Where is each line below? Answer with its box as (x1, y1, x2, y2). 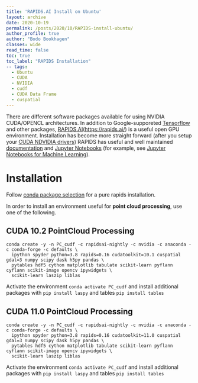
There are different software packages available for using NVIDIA (6, 113, 165, 120)
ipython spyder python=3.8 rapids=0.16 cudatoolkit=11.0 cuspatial (11, 333, 181, 339)
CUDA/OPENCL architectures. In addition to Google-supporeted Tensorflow (6, 119, 190, 126)
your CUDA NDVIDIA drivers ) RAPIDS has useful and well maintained (6, 138, 173, 145)
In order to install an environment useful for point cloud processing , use (6, 202, 182, 210)
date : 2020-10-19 (6, 20, 49, 25)
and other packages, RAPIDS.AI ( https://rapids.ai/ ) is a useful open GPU (6, 125, 180, 133)
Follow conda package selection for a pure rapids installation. (6, 191, 155, 198)
